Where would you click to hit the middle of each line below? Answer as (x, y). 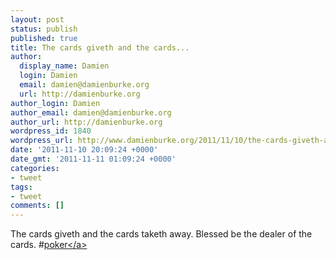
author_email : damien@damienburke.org (91, 112)
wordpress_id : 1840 (51, 131)
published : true (44, 38)
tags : (21, 187)
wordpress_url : (42, 141)
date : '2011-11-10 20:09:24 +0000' (84, 150)
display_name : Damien (64, 66)
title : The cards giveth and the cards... (100, 47)
